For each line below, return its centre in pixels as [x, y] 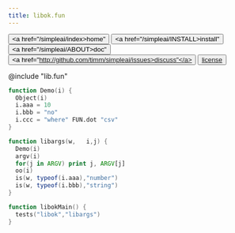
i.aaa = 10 [33, 105]
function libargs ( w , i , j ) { [58, 141]
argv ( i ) [28, 156]
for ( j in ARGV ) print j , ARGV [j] [70, 163]
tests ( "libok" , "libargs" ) [58, 214]
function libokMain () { [47, 207]
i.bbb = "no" [37, 113]
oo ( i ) [25, 171]
